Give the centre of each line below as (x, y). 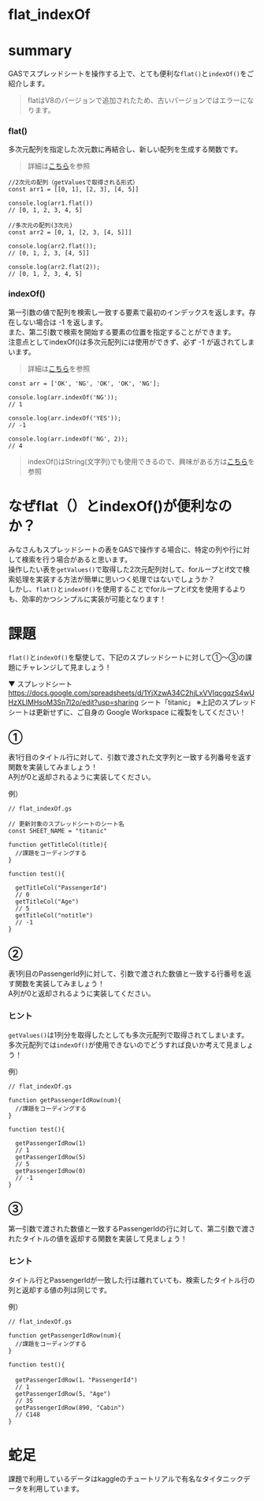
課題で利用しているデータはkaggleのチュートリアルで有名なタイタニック (126, 1478)
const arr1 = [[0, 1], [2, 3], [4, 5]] (74, 190)
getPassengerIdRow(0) (51, 1171)
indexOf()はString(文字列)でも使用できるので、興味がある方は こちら (138, 461)
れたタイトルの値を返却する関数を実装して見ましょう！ (98, 1238)
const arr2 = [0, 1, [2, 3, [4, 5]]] (70, 233)
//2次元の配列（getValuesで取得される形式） (74, 183)
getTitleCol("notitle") (54, 916)
